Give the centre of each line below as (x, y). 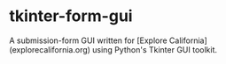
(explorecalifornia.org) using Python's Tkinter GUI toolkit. (113, 49)
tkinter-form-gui (71, 16)
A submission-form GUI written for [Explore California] (109, 40)
